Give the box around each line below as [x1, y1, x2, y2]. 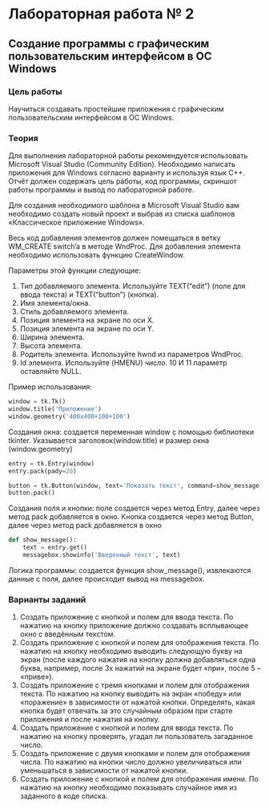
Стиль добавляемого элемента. [19, 307, 130, 317]
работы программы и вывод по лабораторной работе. [8, 185, 195, 195]
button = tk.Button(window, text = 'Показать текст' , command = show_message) [8, 481, 263, 489]
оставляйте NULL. [19, 367, 82, 376]
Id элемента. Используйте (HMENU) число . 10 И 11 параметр [19, 358, 227, 367]
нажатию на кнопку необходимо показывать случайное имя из [19, 783, 238, 793]
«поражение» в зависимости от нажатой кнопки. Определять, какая [19, 697, 255, 707]
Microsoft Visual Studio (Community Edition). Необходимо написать [8, 160, 236, 169]
